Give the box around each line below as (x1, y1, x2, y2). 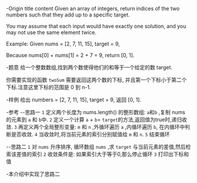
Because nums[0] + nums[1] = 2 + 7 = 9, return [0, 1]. (6, 52, 135, 58)
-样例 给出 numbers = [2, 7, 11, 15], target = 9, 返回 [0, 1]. (6, 97, 142, 103)
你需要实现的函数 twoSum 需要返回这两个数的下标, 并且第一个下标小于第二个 (6, 76, 187, 83)
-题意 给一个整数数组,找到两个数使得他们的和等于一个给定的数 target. (6, 64, 173, 71)
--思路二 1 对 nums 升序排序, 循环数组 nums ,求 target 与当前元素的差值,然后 (6, 144, 186, 150)
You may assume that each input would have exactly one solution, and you (6, 23, 186, 29)
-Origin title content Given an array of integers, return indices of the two (6, 5, 180, 12)
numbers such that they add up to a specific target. (6, 11, 130, 18)
